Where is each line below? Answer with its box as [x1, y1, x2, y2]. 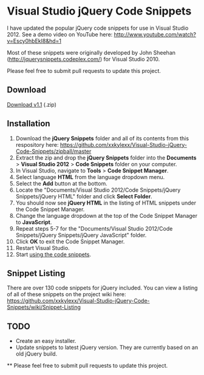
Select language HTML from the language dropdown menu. [15, 173, 165, 180]
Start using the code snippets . [15, 251, 92, 258]
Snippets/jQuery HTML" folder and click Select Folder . [15, 192, 152, 200]
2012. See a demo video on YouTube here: [7, 30, 113, 38]
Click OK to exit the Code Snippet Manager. [15, 238, 125, 245]
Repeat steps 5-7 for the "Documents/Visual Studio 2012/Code [15, 225, 173, 232]
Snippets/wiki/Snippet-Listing [7, 303, 81, 311]
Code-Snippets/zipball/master [15, 147, 92, 155]
